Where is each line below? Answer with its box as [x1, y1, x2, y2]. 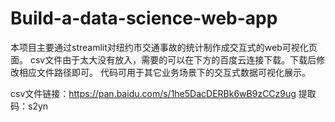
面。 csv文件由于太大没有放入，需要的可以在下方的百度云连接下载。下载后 [10, 53, 317, 66]
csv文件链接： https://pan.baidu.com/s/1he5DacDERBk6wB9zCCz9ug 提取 [10, 87, 317, 99]
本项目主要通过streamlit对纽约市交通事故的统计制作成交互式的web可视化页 [10, 41, 318, 53]
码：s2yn [10, 100, 49, 112]
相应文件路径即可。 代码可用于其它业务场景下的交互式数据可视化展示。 [18, 66, 311, 78]
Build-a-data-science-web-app [10, 7, 278, 30]
